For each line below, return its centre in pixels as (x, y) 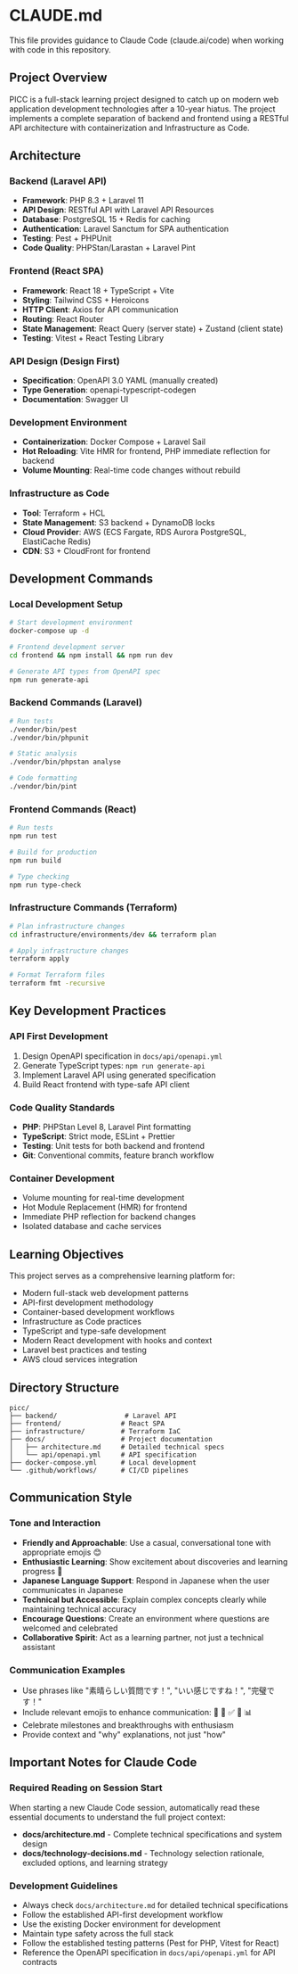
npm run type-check (45, 885)
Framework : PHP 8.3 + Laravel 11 (83, 201)
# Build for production (53, 853)
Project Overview (58, 78)
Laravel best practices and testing (84, 1350)
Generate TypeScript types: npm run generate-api (114, 1065)
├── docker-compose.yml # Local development (103, 1462)
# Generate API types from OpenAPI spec (85, 671)
